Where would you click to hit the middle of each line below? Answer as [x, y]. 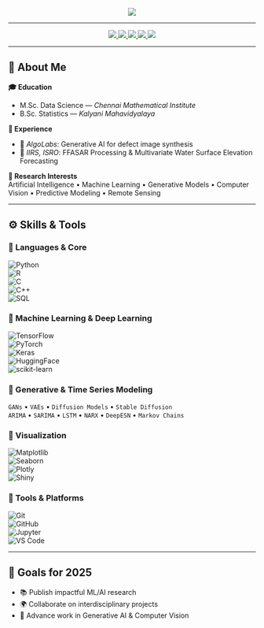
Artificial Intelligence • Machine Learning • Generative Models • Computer [129, 184]
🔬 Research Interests [43, 176]
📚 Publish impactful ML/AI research [78, 592]
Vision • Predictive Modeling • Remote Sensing [84, 192]
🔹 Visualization [37, 436]
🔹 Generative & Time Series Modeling [81, 389]
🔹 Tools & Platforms [46, 498]
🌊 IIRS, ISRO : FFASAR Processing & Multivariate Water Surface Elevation [136, 152]
